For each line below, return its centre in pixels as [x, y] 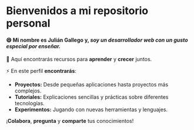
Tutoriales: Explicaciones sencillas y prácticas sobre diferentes [91, 97]
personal [28, 23]
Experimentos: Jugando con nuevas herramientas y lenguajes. [91, 109]
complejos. [28, 91]
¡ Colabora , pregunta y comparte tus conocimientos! [70, 121]
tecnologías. [30, 104]
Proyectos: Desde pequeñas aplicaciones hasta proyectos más [91, 85]
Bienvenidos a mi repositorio [77, 11]
